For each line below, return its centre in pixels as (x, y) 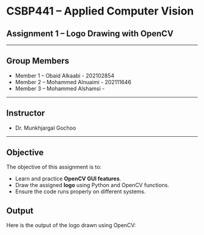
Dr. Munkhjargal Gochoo (46, 128)
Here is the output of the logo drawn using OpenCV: (71, 225)
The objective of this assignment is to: (54, 167)
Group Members (38, 61)
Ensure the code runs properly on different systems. (80, 191)
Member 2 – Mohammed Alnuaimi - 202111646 (73, 82)
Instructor (26, 113)
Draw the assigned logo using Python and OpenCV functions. (92, 185)
